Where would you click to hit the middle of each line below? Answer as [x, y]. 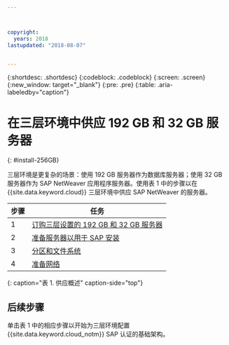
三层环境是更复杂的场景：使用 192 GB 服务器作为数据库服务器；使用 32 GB [115, 175]
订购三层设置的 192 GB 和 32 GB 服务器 [97, 225]
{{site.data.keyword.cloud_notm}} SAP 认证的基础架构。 [88, 334]
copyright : [23, 32]
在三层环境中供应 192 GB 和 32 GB [105, 123]
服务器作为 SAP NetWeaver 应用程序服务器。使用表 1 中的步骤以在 [103, 184]
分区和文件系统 [57, 251]
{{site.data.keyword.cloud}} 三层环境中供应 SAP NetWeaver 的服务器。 [109, 192]
